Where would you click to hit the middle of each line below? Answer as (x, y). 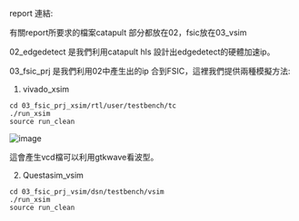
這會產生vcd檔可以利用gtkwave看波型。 (84, 157)
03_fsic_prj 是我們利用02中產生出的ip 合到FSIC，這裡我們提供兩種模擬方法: (150, 71)
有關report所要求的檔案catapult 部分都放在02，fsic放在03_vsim (128, 33)
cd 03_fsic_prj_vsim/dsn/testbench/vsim (87, 192)
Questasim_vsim (53, 175)
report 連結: (31, 13)
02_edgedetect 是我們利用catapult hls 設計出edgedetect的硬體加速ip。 (142, 52)
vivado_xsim (46, 89)
